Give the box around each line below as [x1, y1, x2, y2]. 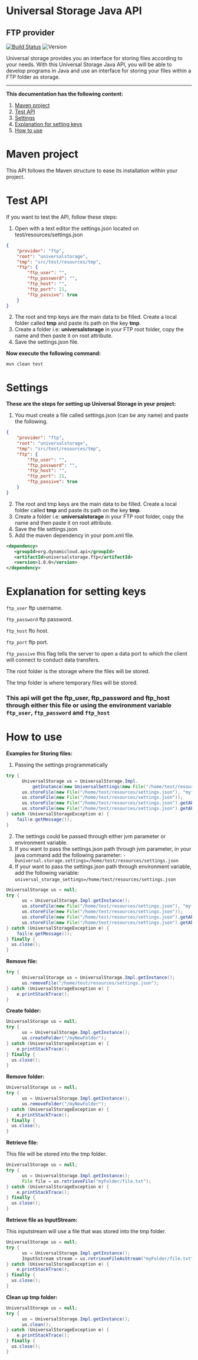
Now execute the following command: [6, 350, 101, 357]
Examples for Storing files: [6, 750, 72, 757]
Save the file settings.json [14, 525, 78, 532]
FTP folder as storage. [6, 74, 61, 80]
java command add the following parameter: [14, 851, 122, 858]
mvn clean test [6, 361, 44, 367]
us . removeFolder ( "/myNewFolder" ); [21, 1101, 107, 1107]
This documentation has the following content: [6, 90, 124, 97]
